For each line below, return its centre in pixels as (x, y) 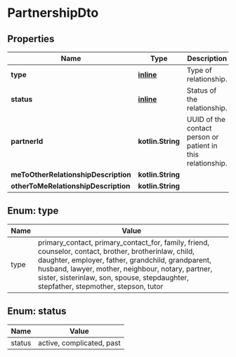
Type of (199, 70)
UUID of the (206, 119)
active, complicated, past (79, 343)
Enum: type (33, 211)
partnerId (27, 141)
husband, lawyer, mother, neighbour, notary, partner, (125, 269)
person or (203, 137)
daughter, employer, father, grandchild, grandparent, (125, 260)
